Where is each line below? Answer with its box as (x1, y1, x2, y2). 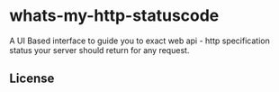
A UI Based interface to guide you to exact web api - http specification (9, 35, 270, 46)
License (9, 71, 55, 87)
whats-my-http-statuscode (9, 5, 220, 26)
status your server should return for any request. (9, 44, 190, 55)
